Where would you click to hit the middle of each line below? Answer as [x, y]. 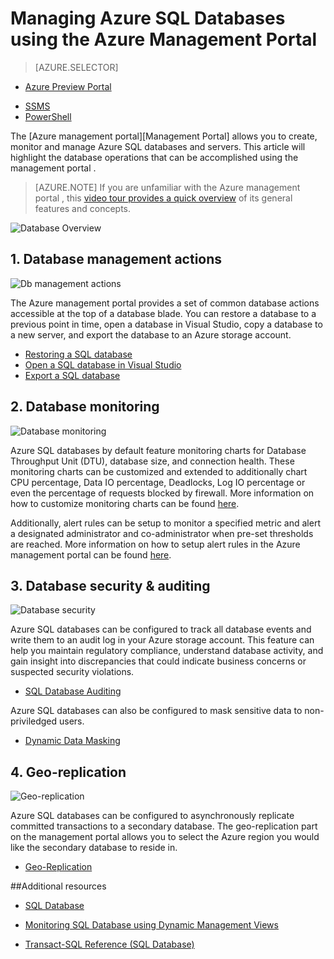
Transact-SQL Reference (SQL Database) [109, 944]
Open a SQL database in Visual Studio [103, 364]
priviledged [34, 721]
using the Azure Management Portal [164, 39]
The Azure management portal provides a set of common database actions [165, 303]
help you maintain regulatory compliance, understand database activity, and [167, 651]
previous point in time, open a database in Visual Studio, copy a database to [166, 324]
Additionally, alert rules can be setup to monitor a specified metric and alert [165, 523]
